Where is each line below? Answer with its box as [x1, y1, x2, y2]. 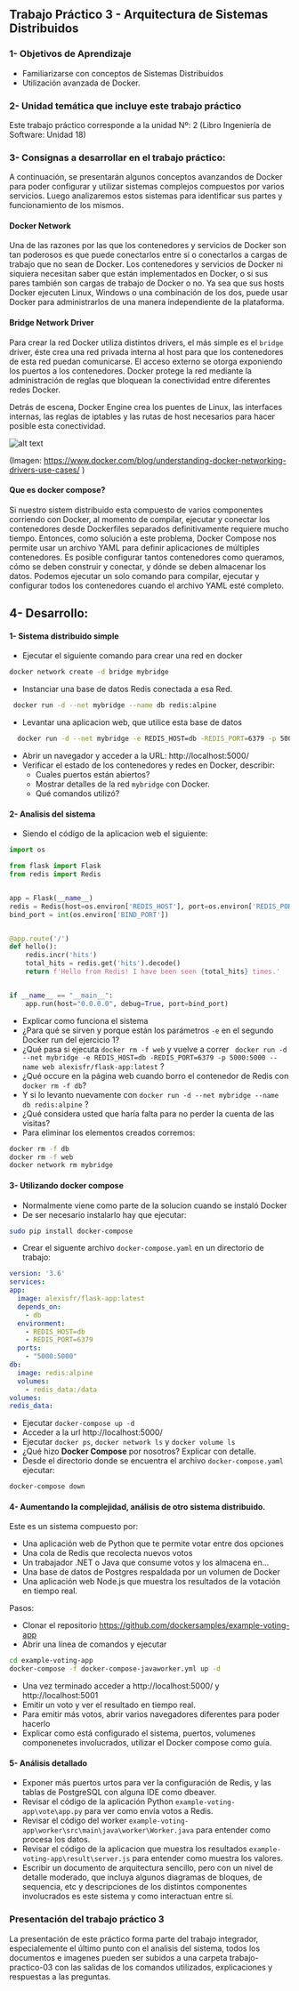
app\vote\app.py [21, 1808, 83, 1817]
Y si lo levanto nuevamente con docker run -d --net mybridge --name [21, 1089, 279, 1100]
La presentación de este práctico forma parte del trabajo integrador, [9, 1933, 259, 1944]
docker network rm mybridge [9, 1161, 114, 1170]
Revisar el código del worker [21, 1815, 127, 1826]
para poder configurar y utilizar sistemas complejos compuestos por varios [9, 181, 285, 192]
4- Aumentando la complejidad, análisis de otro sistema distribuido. [9, 1501, 266, 1511]
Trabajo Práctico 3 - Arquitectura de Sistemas [9, 7, 269, 22]
